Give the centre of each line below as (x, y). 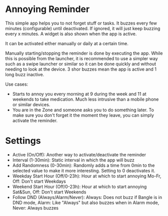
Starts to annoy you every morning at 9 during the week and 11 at (79, 94)
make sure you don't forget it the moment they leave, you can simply (83, 115)
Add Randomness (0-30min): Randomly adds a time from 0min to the (83, 165)
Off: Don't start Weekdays (39, 181)
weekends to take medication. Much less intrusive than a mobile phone (85, 99)
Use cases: (17, 84)
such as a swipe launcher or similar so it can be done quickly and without (81, 64)
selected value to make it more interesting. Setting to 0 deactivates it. (84, 170)
